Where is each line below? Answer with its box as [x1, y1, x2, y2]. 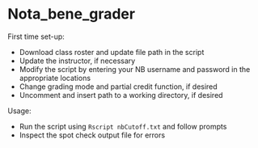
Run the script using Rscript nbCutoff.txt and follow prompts [19, 121, 227, 131]
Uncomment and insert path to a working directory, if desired [19, 90, 223, 99]
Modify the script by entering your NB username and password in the [19, 64, 251, 74]
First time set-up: [7, 32, 66, 41]
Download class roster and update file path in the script [19, 47, 205, 57]
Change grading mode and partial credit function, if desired [19, 82, 218, 91]
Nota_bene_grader [7, 5, 135, 23]
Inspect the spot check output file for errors [19, 130, 166, 140]
